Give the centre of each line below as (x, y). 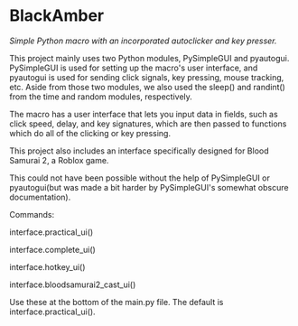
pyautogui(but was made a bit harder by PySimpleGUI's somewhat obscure (149, 187)
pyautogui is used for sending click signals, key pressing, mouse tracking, (147, 77)
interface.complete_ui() (53, 249)
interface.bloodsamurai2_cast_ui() (73, 284)
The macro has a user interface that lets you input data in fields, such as (144, 114)
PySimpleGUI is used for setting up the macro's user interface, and (134, 68)
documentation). (40, 197)
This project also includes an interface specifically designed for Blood (139, 151)
